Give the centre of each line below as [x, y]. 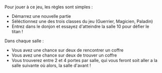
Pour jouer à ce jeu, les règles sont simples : [49, 7]
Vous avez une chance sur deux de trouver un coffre [64, 55]
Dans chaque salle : [24, 41]
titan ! [17, 31]
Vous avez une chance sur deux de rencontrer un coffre [67, 50]
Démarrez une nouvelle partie [41, 16]
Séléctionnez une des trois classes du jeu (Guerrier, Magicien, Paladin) [82, 21]
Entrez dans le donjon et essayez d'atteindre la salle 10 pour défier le [80, 26]
